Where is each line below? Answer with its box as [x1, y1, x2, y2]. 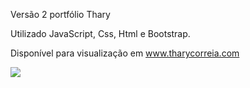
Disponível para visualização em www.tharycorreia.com [10, 47, 240, 59]
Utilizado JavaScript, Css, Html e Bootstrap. [10, 28, 191, 39]
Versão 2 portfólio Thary [10, 9, 111, 20]
